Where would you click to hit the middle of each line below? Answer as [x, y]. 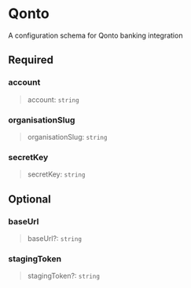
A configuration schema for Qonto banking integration [95, 35]
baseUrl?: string [55, 238]
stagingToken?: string [64, 276]
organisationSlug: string [67, 137]
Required [31, 60]
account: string [53, 100]
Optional [29, 199]
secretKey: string [56, 174]
